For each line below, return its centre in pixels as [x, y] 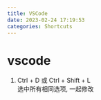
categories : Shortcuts [40, 26]
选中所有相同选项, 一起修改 [55, 89]
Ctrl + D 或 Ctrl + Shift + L [54, 81]
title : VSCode [28, 13]
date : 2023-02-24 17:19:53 [46, 20]
